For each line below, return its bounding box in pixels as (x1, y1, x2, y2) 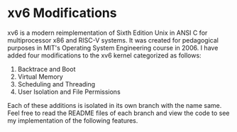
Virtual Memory (17, 72, 64, 81)
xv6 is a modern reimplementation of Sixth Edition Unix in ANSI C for (7, 28, 208, 37)
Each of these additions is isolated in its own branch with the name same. (7, 101, 222, 109)
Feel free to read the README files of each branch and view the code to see (7, 109, 230, 117)
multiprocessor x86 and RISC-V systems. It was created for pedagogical (7, 35, 219, 44)
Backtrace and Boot (17, 65, 76, 73)
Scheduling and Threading (17, 79, 96, 88)
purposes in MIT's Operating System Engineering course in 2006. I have (7, 43, 219, 52)
